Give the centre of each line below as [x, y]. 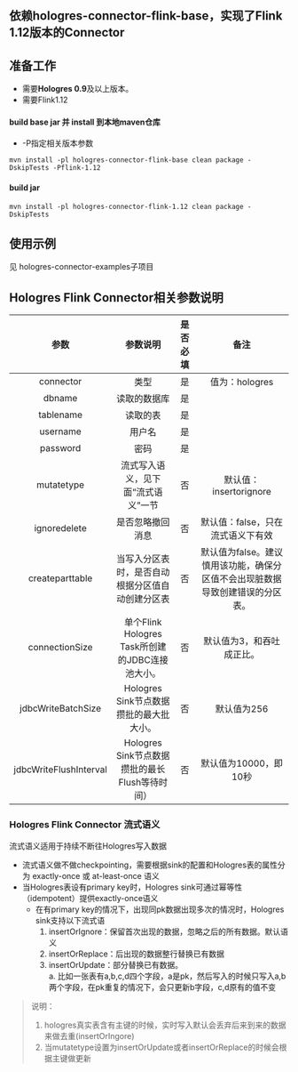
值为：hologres [242, 383]
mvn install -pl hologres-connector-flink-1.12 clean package [126, 206]
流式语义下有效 [242, 536]
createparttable [60, 578]
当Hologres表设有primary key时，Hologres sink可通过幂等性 [132, 887]
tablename [60, 415]
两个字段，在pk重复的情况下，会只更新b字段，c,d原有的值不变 [162, 987]
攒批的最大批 [143, 714]
